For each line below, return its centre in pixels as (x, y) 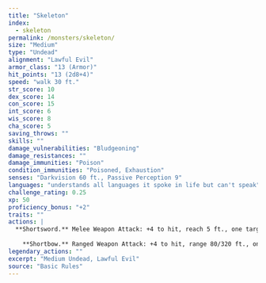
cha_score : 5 (30, 126)
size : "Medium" (33, 45)
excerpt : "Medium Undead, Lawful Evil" (74, 258)
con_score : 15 (32, 104)
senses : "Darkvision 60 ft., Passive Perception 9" (95, 178)
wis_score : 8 (30, 119)
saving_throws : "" (38, 133)
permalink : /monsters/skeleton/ (61, 38)
